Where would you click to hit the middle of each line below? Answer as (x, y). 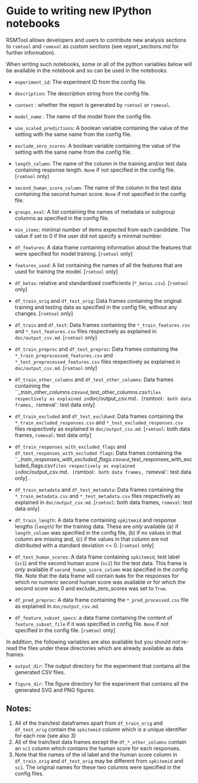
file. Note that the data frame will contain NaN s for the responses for (97, 576)
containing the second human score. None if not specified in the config (100, 194)
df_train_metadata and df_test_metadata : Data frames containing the (99, 489)
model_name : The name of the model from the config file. (83, 116)
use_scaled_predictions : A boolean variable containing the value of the (101, 128)
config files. (29, 774)
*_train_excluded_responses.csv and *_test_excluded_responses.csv (99, 422)
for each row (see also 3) (45, 736)
